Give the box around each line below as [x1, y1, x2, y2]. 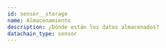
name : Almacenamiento [7, 17, 71, 24]
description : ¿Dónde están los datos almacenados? [7, 23, 160, 30]
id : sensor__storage [7, 10, 69, 18]
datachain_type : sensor [7, 30, 78, 37]
